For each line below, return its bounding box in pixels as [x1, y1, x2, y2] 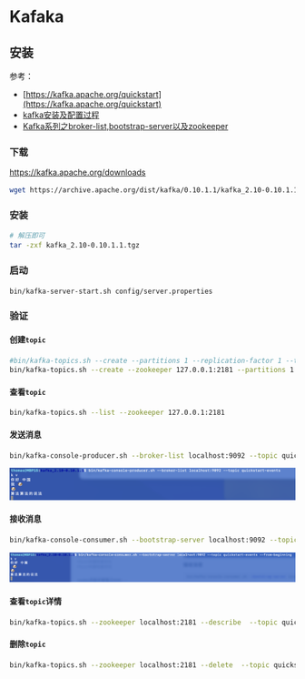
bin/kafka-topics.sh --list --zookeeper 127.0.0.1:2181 [9, 408, 225, 418]
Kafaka [9, 6, 64, 27]
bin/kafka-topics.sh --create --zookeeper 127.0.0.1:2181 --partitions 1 [9, 366, 295, 375]
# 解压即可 [9, 231, 45, 240]
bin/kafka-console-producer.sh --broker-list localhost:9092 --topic [9, 451, 279, 461]
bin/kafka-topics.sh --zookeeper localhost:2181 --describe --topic [9, 617, 279, 627]
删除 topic [9, 638, 46, 649]
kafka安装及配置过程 [22, 109, 100, 120]
